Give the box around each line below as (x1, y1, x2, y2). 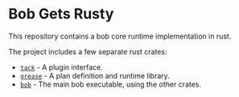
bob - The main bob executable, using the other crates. (19, 79, 202, 89)
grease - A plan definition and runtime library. (19, 71, 171, 80)
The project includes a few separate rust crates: (8, 46, 167, 56)
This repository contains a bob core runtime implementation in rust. (8, 31, 232, 41)
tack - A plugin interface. (19, 62, 103, 72)
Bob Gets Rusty (8, 5, 114, 23)
